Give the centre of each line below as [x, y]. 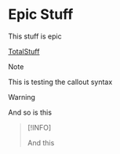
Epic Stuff [41, 15]
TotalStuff [24, 51]
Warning [22, 97]
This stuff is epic [35, 36]
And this [41, 142]
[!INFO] [39, 127]
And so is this [30, 112]
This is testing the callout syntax [60, 82]
